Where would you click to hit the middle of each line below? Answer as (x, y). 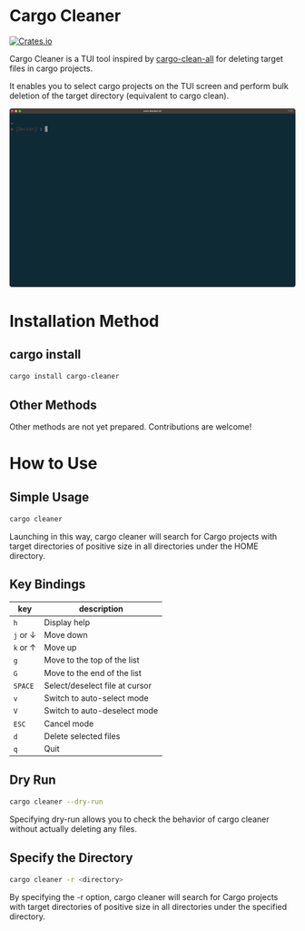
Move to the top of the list (92, 660)
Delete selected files (82, 736)
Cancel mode (69, 724)
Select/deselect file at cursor (98, 685)
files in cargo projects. (51, 68)
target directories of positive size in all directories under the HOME (134, 546)
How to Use (54, 464)
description (101, 609)
